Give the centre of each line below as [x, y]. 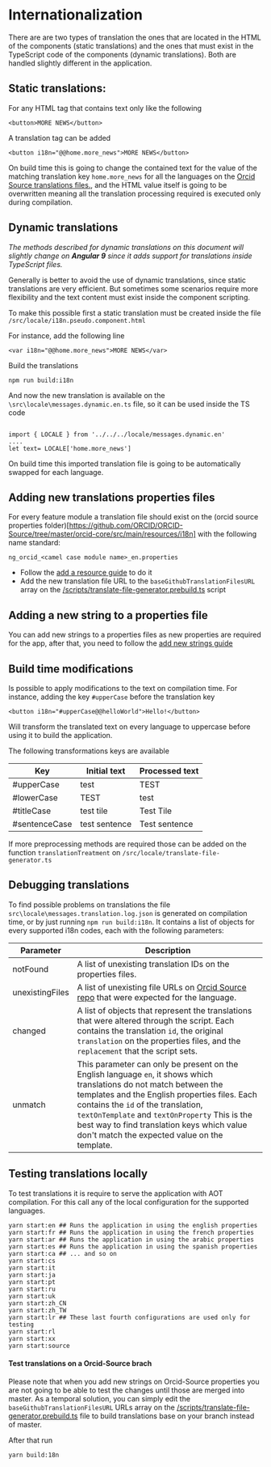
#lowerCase [35, 797]
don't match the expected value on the [150, 1134]
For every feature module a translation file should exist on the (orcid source [133, 517]
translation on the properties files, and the [159, 1041]
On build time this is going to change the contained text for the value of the [133, 167]
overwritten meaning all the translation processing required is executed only [135, 193]
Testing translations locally [78, 1174]
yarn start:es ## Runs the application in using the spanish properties [133, 1247]
